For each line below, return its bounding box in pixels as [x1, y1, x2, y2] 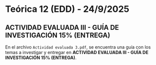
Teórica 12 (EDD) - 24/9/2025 [5, 3, 130, 15]
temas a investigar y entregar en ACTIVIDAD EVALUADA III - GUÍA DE [5, 50, 149, 55]
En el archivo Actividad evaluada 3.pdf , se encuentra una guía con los [5, 44, 151, 50]
